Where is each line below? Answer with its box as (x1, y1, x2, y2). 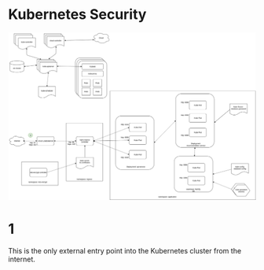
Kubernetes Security (8, 6, 147, 24)
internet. (8, 254, 35, 264)
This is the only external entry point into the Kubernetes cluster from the (8, 246, 242, 255)
